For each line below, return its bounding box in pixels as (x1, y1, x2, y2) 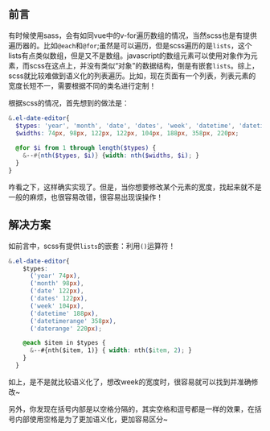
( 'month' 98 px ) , (29, 280, 84, 288)
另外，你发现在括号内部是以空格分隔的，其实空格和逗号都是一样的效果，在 (8, 404, 255, 413)
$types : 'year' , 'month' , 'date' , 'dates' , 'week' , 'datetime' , (15, 122, 235, 130)
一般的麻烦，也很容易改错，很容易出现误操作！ (8, 192, 163, 201)
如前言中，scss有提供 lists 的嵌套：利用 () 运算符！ (8, 241, 176, 251)
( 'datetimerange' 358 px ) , (29, 317, 117, 325)
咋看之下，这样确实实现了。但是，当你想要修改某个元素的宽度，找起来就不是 (8, 182, 262, 192)
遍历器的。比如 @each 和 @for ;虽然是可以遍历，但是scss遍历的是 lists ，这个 (8, 40, 252, 50)
